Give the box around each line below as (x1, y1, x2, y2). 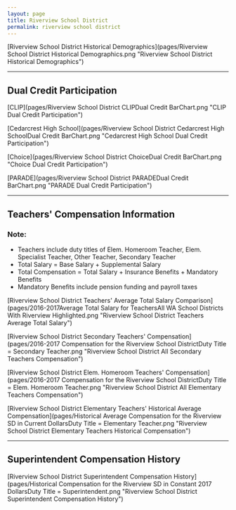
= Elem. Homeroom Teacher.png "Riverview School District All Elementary (7, 383, 221, 391)
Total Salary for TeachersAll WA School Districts (84, 303, 223, 312)
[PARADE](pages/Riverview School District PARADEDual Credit (7, 174, 189, 183)
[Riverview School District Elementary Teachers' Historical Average (7, 404, 202, 412)
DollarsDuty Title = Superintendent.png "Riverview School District (7, 487, 198, 495)
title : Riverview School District (7, 17, 109, 24)
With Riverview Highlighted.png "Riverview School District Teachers (7, 310, 204, 320)
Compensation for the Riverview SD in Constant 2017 (58, 479, 212, 488)
